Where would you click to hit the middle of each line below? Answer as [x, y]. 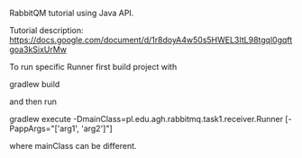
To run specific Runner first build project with [93, 67]
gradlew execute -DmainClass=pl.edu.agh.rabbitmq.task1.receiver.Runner [146, 119]
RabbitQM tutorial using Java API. [72, 13]
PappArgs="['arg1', [44, 128]
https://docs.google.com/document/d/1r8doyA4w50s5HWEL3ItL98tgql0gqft [151, 40]
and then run [33, 101]
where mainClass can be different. [73, 146]
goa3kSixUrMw [38, 49]
